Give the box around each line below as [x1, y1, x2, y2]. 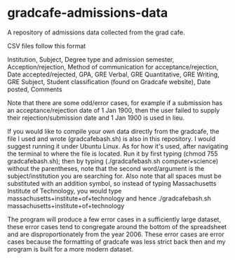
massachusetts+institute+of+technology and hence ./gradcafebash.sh [7, 194, 212, 203]
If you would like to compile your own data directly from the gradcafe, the [7, 127, 220, 135]
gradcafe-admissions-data [7, 5, 168, 21]
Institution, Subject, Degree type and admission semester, [7, 55, 175, 64]
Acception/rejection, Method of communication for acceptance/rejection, [7, 62, 219, 71]
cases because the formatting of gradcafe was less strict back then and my [7, 237, 226, 246]
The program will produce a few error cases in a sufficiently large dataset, [7, 215, 221, 224]
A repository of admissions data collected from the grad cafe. [7, 28, 185, 36]
